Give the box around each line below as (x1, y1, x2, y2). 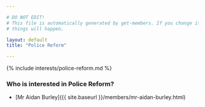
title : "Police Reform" (6, 42, 67, 49)
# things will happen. (6, 26, 64, 32)
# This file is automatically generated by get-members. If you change (6, 20, 192, 26)
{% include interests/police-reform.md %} (6, 65, 112, 72)
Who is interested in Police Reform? (6, 80, 115, 89)
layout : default (6, 37, 48, 43)
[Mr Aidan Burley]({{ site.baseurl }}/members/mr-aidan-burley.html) (15, 94, 186, 101)
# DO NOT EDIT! (6, 14, 45, 20)
